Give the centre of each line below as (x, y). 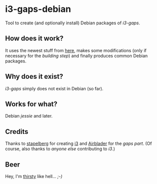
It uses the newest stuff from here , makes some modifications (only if (76, 50)
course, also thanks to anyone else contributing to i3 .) (60, 149)
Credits (17, 132)
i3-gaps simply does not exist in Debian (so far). (54, 88)
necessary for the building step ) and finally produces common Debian (77, 56)
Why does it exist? (34, 77)
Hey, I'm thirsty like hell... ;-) (34, 176)
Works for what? (31, 104)
